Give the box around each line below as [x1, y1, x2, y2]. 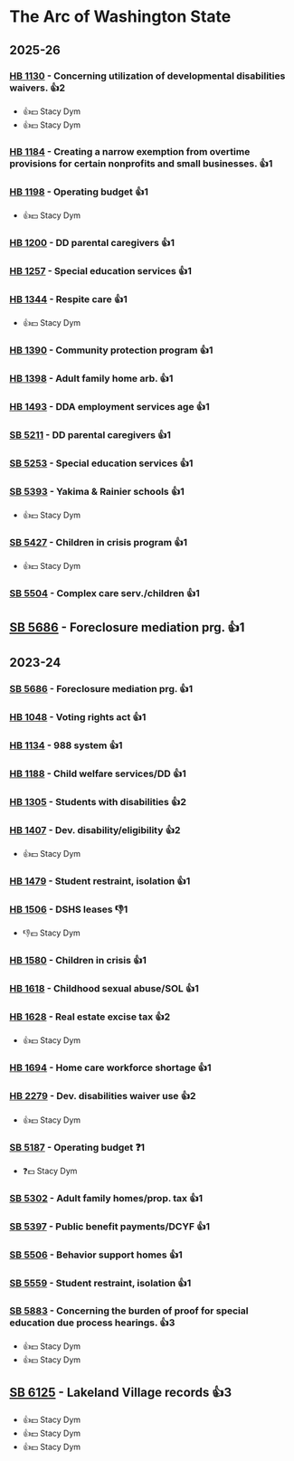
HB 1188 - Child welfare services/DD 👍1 [9, 767, 187, 780]
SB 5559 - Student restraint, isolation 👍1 [9, 1276, 192, 1289]
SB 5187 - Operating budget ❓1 [9, 1141, 146, 1153]
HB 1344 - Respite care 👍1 [9, 292, 128, 305]
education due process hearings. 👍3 [9, 1316, 175, 1329]
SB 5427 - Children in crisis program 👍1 [9, 536, 188, 549]
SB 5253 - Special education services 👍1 [9, 457, 194, 470]
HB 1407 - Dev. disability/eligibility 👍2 [9, 823, 181, 836]
